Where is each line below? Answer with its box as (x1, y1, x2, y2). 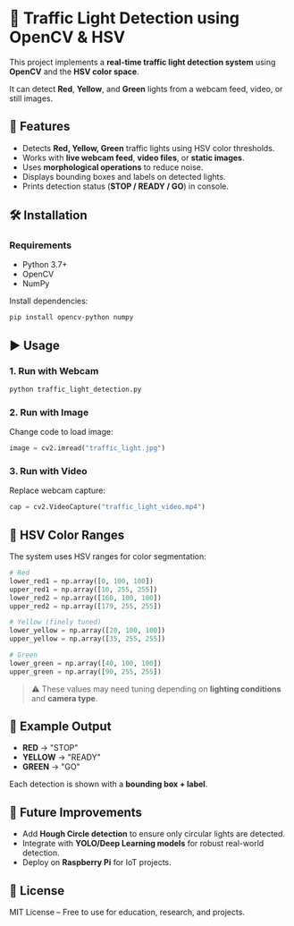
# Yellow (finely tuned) (9, 617, 102, 627)
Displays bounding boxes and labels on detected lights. (21, 171, 226, 182)
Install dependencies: (9, 295, 88, 307)
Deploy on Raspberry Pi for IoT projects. (21, 857, 172, 868)
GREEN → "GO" (21, 761, 80, 772)
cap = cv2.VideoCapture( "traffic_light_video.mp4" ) (9, 503, 206, 512)
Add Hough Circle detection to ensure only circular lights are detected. (21, 828, 286, 839)
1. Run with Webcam (9, 364, 99, 377)
